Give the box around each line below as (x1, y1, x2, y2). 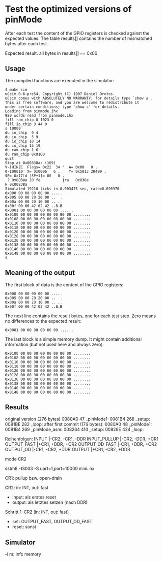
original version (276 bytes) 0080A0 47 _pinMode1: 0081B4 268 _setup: (5, 416, 151, 422)
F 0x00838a (5, 182, 27, 187)
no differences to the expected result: (5, 318, 81, 324)
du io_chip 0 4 (5, 130, 38, 135)
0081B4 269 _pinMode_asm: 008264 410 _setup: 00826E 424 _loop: (5, 427, 144, 432)
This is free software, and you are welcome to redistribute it (5, 100, 139, 105)
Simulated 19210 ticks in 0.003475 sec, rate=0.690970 (5, 186, 120, 191)
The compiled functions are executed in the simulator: (5, 77, 114, 83)
